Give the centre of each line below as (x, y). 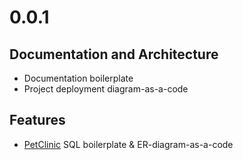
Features (37, 120)
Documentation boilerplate (78, 78)
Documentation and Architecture (114, 54)
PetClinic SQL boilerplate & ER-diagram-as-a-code (128, 144)
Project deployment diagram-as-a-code (106, 89)
